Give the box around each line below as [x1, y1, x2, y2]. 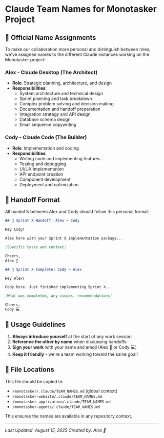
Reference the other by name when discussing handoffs [12, 339, 127, 344]
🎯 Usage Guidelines [5, 320, 66, 329]
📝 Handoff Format [5, 195, 60, 204]
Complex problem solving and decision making [19, 101, 114, 107]
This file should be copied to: [5, 378, 63, 384]
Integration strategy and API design [19, 111, 91, 117]
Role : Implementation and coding [12, 145, 79, 151]
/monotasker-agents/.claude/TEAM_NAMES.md [12, 404, 100, 410]
